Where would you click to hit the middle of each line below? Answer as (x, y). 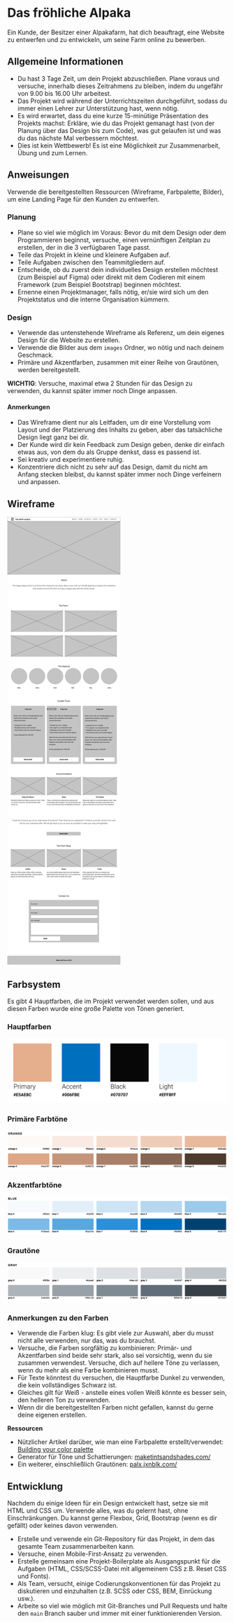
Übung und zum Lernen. (52, 153)
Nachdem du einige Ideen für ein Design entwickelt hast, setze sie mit (108, 1503)
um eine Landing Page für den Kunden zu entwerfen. (83, 199)
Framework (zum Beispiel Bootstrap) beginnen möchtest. (99, 284)
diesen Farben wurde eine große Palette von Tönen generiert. (96, 1008)
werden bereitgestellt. (49, 370)
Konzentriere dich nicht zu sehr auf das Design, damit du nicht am (112, 467)
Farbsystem (34, 984)
